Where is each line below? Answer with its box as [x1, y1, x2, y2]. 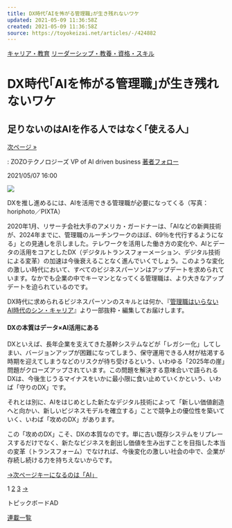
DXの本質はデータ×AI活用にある [7, 323, 99, 331]
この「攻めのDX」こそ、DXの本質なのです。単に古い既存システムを [7, 430, 199, 439]
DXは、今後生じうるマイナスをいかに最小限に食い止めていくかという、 [7, 375, 210, 383]
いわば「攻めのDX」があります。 [25, 415, 118, 423]
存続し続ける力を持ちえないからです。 [7, 456, 116, 464]
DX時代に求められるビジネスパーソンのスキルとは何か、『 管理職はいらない [7, 297, 219, 306]
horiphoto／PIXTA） [7, 207, 64, 215]
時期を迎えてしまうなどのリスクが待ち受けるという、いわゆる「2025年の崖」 [7, 358, 225, 366]
